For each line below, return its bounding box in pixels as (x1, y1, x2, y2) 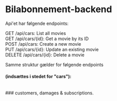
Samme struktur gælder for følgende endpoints (5, 61, 104, 68)
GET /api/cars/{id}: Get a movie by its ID (5, 36, 89, 42)
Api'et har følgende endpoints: (5, 20, 69, 26)
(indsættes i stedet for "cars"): (5, 73, 72, 79)
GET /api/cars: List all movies (5, 30, 66, 36)
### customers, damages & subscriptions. (5, 90, 94, 96)
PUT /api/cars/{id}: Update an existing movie (5, 46, 99, 52)
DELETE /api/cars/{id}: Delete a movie (5, 52, 85, 58)
